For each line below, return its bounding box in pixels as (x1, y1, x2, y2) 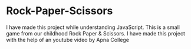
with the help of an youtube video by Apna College (6, 36, 130, 43)
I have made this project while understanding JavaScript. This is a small (6, 24, 180, 31)
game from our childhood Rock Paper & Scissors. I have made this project (6, 30, 186, 37)
